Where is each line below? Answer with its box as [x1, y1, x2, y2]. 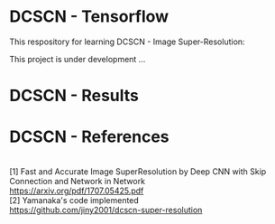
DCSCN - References [9, 126, 170, 147]
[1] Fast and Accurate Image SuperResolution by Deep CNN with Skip [9, 166, 267, 177]
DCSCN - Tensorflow [9, 6, 170, 27]
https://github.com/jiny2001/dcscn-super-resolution [9, 205, 203, 216]
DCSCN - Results [9, 86, 140, 106]
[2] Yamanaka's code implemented [9, 195, 140, 206]
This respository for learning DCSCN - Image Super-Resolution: [9, 36, 245, 47]
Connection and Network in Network [9, 176, 146, 187]
